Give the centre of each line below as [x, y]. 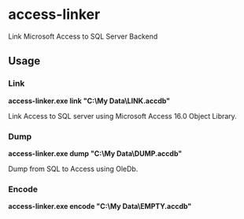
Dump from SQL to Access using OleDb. [73, 169]
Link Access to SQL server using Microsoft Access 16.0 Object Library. [123, 116]
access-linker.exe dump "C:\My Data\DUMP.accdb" [95, 153]
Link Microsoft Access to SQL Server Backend [83, 36]
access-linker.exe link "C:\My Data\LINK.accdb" [89, 101]
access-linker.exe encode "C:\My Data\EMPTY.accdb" [100, 206]
